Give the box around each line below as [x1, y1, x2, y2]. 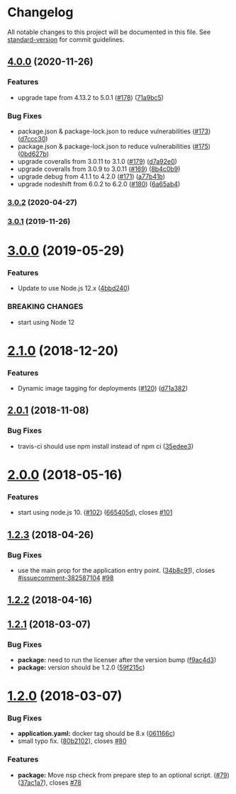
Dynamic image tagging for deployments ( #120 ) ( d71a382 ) [17, 384, 189, 393]
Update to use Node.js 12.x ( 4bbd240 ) [17, 284, 130, 293]
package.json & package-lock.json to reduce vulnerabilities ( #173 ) [17, 127, 211, 135]
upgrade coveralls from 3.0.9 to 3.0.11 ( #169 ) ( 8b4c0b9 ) [17, 164, 181, 173]
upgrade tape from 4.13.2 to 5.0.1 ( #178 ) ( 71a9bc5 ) [17, 93, 164, 101]
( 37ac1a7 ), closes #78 [17, 778, 82, 787]
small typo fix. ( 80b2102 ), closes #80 [17, 737, 127, 745]
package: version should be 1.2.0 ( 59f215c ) [17, 663, 145, 671]
